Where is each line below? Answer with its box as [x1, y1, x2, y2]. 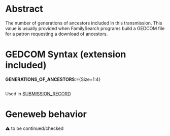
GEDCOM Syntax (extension [5, 49, 126, 60]
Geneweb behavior [5, 108, 87, 120]
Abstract [5, 3, 43, 15]
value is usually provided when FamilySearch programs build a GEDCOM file [5, 25, 165, 31]
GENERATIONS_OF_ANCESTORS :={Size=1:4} [5, 76, 101, 82]
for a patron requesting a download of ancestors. [5, 31, 108, 37]
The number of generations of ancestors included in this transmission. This [5, 20, 162, 26]
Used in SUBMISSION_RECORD [5, 90, 71, 97]
